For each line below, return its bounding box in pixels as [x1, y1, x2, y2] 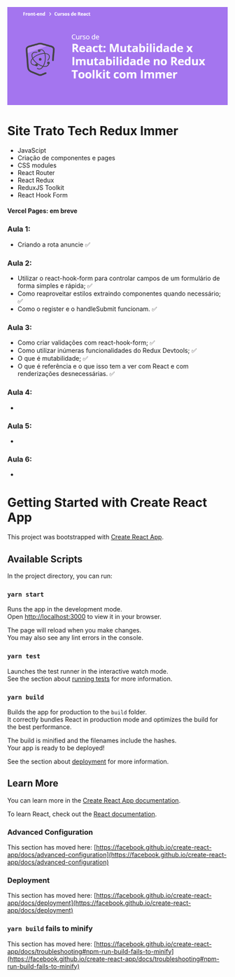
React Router [17, 168, 55, 176]
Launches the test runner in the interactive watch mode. [7, 667, 169, 675]
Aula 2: [7, 258, 32, 268]
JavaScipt [17, 146, 47, 154]
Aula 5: [7, 421, 32, 431]
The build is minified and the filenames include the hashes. [7, 736, 177, 744]
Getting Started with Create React [7, 494, 208, 511]
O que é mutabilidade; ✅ [17, 354, 89, 363]
